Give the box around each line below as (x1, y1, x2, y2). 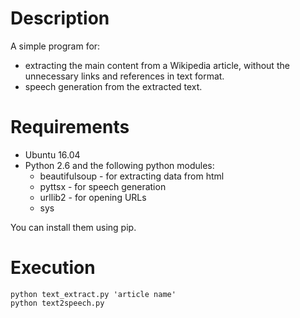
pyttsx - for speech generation (39, 180, 167, 192)
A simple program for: (10, 40, 101, 52)
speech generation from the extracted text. (24, 80, 203, 92)
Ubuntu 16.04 (24, 148, 81, 161)
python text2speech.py (10, 298, 105, 308)
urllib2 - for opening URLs (39, 191, 147, 203)
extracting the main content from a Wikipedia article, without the (24, 59, 290, 71)
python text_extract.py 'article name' (10, 289, 177, 299)
